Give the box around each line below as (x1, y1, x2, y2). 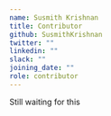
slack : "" (9, 55, 47, 64)
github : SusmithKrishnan (9, 30, 103, 39)
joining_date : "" (9, 64, 75, 73)
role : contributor (9, 72, 79, 81)
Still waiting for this (9, 96, 81, 107)
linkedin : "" (9, 47, 59, 56)
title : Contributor (9, 22, 83, 31)
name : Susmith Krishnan (9, 13, 99, 22)
